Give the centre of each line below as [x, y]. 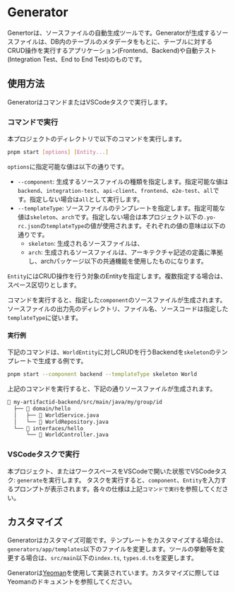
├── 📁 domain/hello [42, 408]
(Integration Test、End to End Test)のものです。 [77, 59]
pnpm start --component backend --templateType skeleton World [102, 374]
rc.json [29, 226]
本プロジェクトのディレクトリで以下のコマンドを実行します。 [96, 139]
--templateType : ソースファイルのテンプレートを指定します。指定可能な [121, 208]
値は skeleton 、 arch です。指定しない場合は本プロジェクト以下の [110, 217]
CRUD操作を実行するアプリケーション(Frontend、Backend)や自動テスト [112, 50]
